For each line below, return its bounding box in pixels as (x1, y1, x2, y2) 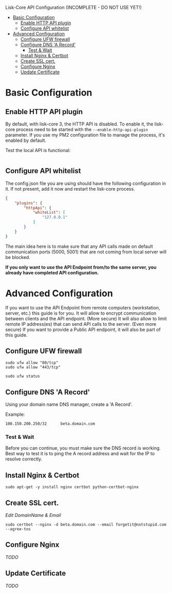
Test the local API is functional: (5, 147, 71, 153)
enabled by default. (5, 137, 47, 143)
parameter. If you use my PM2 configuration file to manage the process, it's (5, 132, 165, 138)
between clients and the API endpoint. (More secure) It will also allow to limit (5, 316, 167, 322)
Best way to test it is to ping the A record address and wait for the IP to (5, 451, 155, 457)
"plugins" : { (14, 200, 43, 206)
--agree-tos (5, 527, 31, 532)
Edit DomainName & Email (5, 512, 62, 518)
